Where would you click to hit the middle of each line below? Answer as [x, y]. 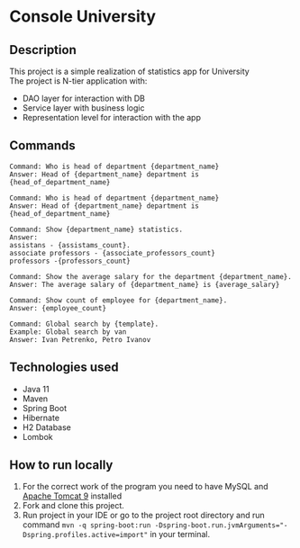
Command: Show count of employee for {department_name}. [118, 300]
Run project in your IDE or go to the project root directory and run [144, 516]
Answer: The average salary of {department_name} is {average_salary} [145, 284]
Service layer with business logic [83, 108]
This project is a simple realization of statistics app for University [129, 71]
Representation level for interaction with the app [111, 117]
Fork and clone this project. [73, 506]
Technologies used [64, 368]
